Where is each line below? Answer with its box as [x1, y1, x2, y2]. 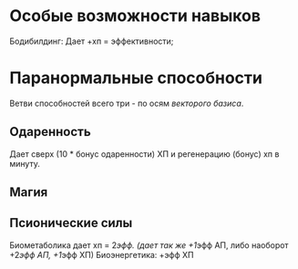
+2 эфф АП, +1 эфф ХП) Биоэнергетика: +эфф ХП [9, 249, 194, 260]
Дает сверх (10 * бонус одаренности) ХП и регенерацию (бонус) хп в [9, 148, 280, 160]
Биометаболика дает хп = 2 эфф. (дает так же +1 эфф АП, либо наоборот [9, 239, 289, 251]
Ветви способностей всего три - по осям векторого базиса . [9, 98, 244, 109]
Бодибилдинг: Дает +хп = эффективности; [9, 36, 174, 47]
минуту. [9, 158, 41, 169]
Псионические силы [9, 215, 133, 231]
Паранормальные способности [9, 67, 262, 88]
